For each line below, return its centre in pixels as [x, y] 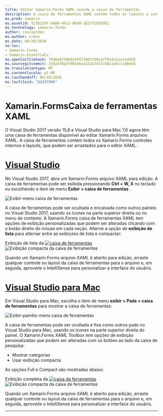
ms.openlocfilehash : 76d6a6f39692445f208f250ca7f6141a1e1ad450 [70, 59]
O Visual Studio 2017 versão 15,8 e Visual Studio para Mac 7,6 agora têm [77, 130]
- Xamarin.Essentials [27, 55]
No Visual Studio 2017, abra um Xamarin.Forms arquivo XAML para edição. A [81, 179]
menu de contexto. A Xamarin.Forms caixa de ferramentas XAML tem [74, 218]
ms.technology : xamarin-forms [36, 28]
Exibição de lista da [24, 243]
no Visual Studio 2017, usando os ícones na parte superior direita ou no [76, 213]
